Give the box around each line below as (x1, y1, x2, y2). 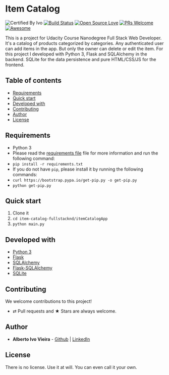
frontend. (5, 62, 25, 68)
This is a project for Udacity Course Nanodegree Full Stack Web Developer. (5, 35, 162, 41)
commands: (12, 171, 37, 177)
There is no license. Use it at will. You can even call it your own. (5, 364, 137, 370)
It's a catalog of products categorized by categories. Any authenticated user (5, 40, 164, 46)
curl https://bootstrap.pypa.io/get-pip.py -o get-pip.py (12, 178, 137, 183)
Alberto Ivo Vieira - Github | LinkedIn (12, 336, 90, 342)
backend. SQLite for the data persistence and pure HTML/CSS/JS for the (5, 56, 156, 62)
